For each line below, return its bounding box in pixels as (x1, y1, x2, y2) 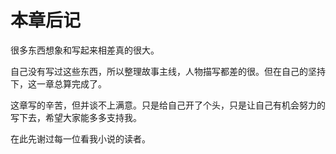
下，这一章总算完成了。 (10, 77, 107, 90)
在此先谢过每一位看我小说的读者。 (10, 132, 151, 145)
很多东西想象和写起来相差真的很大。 (10, 44, 160, 56)
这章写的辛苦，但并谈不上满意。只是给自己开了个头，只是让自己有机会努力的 (10, 99, 326, 111)
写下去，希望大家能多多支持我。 (10, 111, 142, 123)
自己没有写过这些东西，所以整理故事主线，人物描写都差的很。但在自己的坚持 (10, 65, 326, 77)
